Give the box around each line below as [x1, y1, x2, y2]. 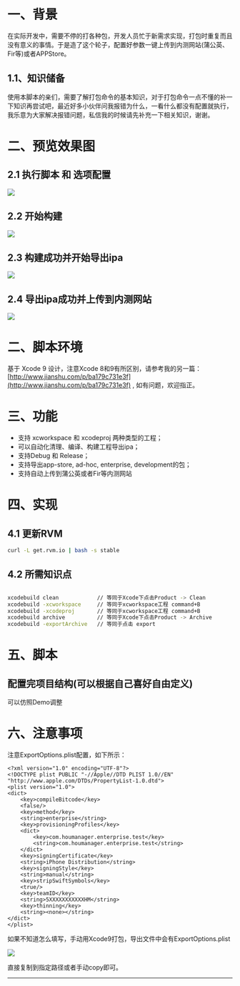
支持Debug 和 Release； [17, 452, 90, 460]
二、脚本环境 [7, 339, 84, 356]
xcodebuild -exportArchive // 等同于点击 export [7, 621, 156, 628]
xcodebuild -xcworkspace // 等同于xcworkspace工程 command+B [7, 601, 201, 608]
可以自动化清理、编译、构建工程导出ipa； [17, 442, 140, 451]
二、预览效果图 [7, 138, 96, 154]
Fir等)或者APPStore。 [7, 49, 71, 58]
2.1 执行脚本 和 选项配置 [7, 169, 111, 181]
